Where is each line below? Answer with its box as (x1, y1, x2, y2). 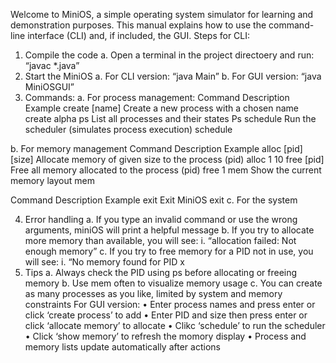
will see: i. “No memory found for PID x (24, 256, 185, 268)
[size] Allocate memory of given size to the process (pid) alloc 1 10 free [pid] (10, 154, 325, 165)
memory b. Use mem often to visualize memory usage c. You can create (24, 277, 323, 289)
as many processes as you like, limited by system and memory (24, 288, 283, 299)
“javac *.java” (24, 60, 80, 71)
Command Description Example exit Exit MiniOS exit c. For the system (10, 194, 298, 206)
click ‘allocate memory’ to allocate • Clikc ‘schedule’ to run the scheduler (24, 320, 326, 331)
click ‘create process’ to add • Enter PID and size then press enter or (24, 309, 308, 321)
